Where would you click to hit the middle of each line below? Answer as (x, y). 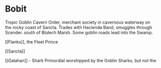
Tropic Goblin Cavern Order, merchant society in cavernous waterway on (78, 22)
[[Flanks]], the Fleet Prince (31, 41)
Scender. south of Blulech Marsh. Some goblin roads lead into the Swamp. (79, 32)
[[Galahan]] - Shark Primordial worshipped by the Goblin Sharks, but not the (80, 60)
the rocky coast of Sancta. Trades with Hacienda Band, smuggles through (79, 27)
